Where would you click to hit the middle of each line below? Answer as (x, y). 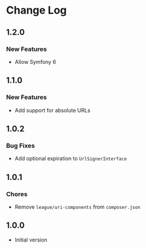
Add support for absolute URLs (52, 110)
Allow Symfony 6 (35, 62)
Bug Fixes (21, 146)
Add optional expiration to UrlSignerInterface (71, 159)
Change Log (36, 10)
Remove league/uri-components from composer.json (77, 207)
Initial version (31, 240)
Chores (17, 194)
